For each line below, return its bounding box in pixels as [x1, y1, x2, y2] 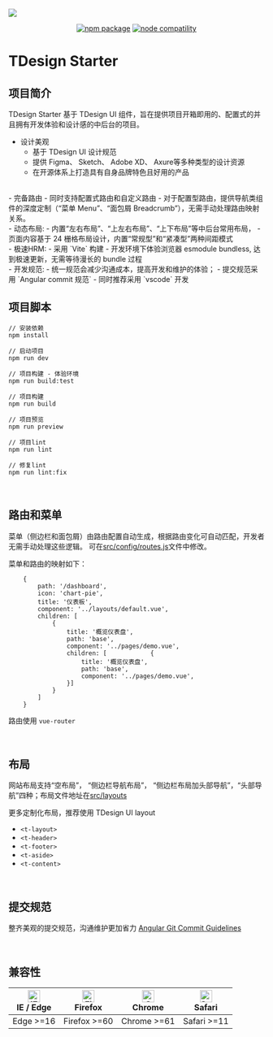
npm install [8, 331, 49, 339]
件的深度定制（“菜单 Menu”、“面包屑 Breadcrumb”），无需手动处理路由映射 [8, 203, 260, 213]
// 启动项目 [8, 347, 45, 355]
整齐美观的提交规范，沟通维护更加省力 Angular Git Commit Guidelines [8, 923, 242, 933]
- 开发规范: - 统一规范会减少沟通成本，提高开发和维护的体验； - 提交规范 [8, 264, 252, 274]
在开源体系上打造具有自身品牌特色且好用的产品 [32, 167, 189, 176]
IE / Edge [15, 1002, 52, 1013]
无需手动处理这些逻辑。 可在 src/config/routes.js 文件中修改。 [8, 541, 211, 551]
